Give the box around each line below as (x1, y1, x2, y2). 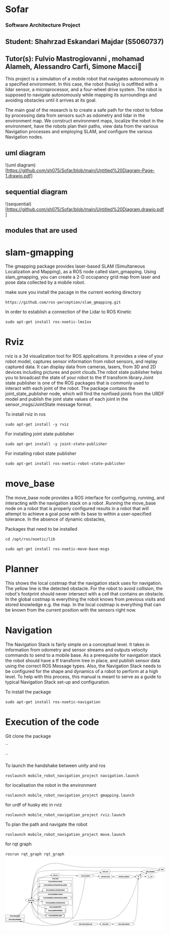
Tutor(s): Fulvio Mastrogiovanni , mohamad (5, 54, 144, 63)
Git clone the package (5, 733, 52, 739)
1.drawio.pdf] (5, 173, 33, 179)
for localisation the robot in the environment (5, 782, 97, 788)
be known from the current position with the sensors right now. (5, 607, 137, 613)
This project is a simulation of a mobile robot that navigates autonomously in (5, 76, 164, 82)
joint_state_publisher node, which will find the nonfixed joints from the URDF (5, 391, 164, 397)
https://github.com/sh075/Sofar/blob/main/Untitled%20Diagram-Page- (7, 167, 155, 174)
